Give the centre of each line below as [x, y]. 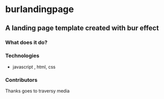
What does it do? [26, 42]
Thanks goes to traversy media [37, 91]
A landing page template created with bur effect [82, 28]
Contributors [21, 80]
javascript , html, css [34, 67]
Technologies [22, 56]
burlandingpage [40, 9]
